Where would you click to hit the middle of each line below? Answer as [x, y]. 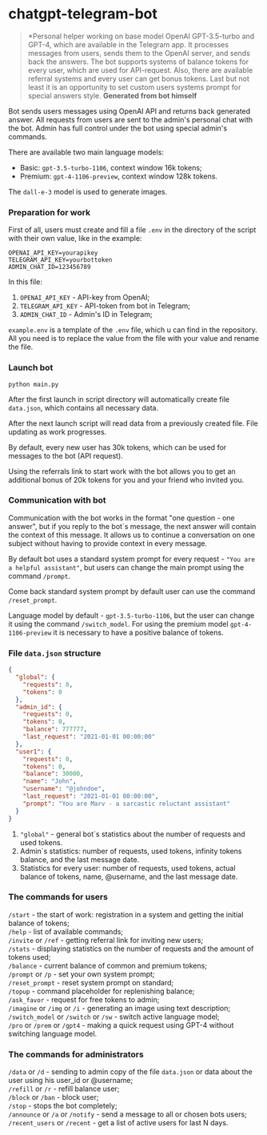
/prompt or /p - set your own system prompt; [82, 974]
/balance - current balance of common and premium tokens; [108, 965]
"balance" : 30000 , [53, 774]
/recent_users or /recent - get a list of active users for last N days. [118, 1123]
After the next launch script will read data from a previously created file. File [133, 423]
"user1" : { [34, 752]
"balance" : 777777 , [55, 729]
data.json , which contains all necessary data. [83, 407]
